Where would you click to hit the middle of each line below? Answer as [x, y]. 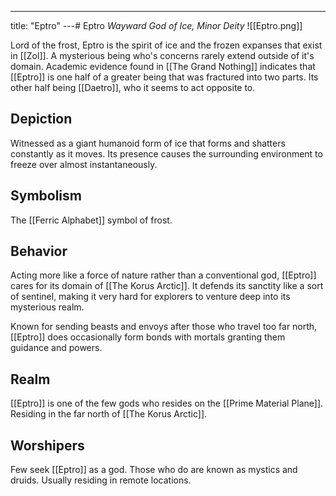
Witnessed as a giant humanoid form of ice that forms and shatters [148, 143]
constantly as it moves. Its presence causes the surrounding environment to [166, 153]
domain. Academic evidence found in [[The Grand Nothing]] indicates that [163, 66]
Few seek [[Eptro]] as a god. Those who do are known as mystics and [154, 470]
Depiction [41, 119]
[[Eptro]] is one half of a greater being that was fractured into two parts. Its [164, 77]
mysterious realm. [47, 307]
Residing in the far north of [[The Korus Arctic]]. [109, 414]
